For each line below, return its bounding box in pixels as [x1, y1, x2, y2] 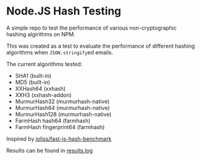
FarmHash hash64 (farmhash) [15, 117, 91, 124]
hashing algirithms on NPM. [6, 30, 76, 37]
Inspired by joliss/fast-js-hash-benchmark [6, 135, 112, 142]
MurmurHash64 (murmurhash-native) [15, 104, 111, 111]
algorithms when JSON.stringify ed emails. [6, 48, 114, 56]
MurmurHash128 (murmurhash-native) [15, 110, 112, 118]
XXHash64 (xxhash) [15, 85, 66, 92]
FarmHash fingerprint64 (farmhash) [15, 123, 105, 130]
